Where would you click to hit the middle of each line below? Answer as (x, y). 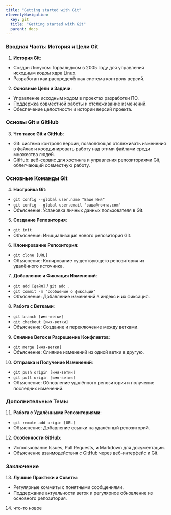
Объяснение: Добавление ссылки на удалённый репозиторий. (81, 428)
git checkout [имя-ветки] (41, 322)
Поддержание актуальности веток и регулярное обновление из (83, 493)
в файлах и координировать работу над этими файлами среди (81, 149)
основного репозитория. (40, 498)
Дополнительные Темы (37, 401)
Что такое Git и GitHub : (39, 134)
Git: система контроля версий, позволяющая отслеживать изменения (90, 143)
